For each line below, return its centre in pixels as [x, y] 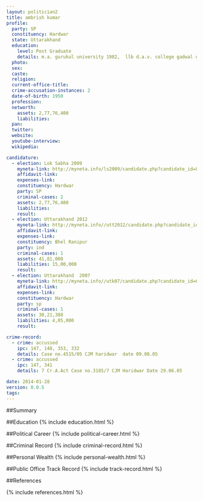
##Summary [22, 410]
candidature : [23, 158]
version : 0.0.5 [25, 387]
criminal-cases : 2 [40, 197]
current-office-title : [40, 85]
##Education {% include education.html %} [60, 422]
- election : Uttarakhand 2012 [50, 219]
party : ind [31, 247]
